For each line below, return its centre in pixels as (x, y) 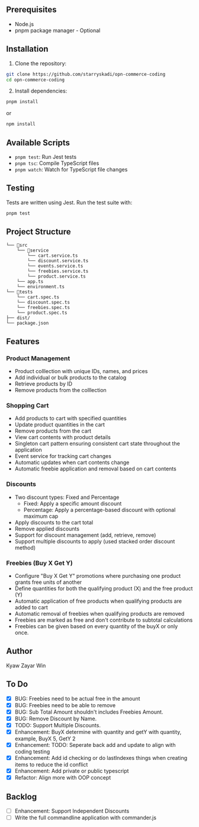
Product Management (38, 358)
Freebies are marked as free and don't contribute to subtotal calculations (104, 620)
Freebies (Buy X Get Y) (39, 563)
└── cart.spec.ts (38, 297)
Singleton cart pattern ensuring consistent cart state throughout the (97, 444)
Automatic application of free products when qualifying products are (98, 601)
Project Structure (38, 232)
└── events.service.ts (55, 266)
